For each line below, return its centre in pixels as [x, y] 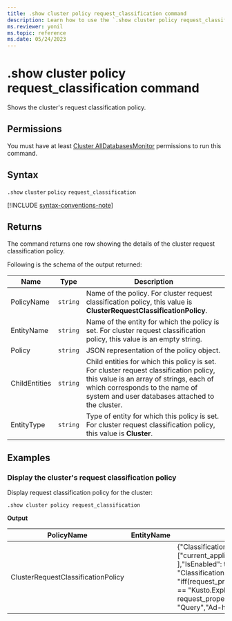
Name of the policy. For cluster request [149, 293]
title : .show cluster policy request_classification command [97, 13]
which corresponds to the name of [142, 387]
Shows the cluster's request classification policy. [77, 107]
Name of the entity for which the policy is [153, 321]
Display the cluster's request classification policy [92, 477]
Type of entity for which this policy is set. [153, 416]
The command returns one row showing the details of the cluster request [111, 244]
